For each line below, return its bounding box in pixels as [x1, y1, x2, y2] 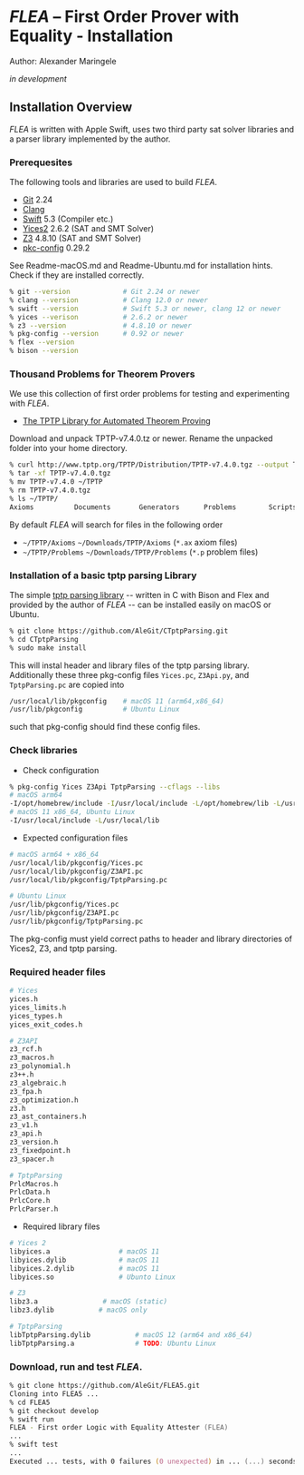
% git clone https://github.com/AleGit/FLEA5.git [9, 1382, 201, 1391]
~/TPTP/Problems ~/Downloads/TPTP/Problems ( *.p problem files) [22, 546, 259, 557]
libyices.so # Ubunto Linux [9, 1273, 176, 1282]
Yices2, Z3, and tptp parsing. [9, 942, 118, 954]
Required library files [22, 1221, 101, 1232]
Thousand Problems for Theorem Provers [9, 368, 195, 380]
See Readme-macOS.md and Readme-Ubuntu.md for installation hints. [9, 261, 273, 271]
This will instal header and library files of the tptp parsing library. [9, 660, 251, 671]
